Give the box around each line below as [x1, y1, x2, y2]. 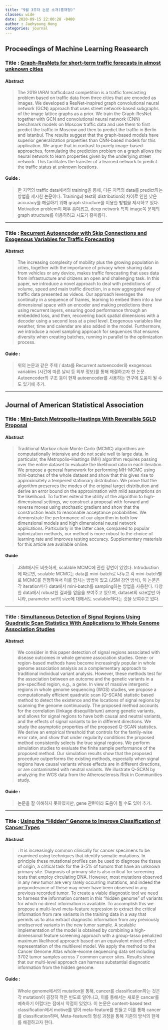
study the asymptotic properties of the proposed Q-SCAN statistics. [17, 724, 157, 730]
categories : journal [5, 26, 48, 31]
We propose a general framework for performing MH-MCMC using [17, 467, 155, 473]
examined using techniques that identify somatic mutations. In [17, 853, 145, 859]
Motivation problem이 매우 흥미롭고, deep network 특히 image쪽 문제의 [17, 206, 160, 212]
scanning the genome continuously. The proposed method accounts [17, 703, 158, 709]
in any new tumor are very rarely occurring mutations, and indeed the [17, 879, 161, 885]
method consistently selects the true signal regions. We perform [17, 740, 150, 746]
